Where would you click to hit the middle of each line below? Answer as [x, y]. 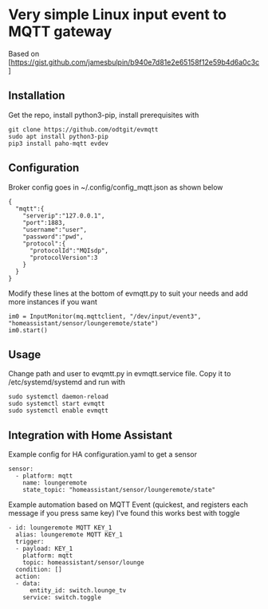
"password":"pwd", [53, 237]
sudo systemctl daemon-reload [59, 397]
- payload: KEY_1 [44, 549]
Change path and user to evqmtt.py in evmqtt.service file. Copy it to [120, 374]
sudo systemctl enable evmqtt [59, 411]
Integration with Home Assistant [91, 435]
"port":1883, [44, 222]
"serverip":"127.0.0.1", [64, 216]
